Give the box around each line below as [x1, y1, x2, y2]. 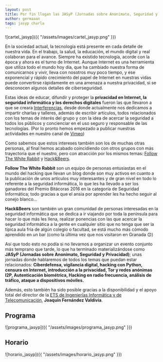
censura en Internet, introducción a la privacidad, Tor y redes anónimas [5, 267, 152, 273]
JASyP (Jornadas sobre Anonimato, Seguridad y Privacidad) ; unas [5, 252, 142, 258]
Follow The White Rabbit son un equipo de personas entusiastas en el [5, 165, 146, 171]
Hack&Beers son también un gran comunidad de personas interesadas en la [5, 206, 158, 212]
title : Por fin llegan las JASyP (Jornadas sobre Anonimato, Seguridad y [5, 12, 158, 17]
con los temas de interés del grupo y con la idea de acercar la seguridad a [5, 115, 154, 121]
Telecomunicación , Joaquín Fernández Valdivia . [5, 297, 103, 303]
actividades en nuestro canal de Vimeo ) [5, 131, 85, 137]
